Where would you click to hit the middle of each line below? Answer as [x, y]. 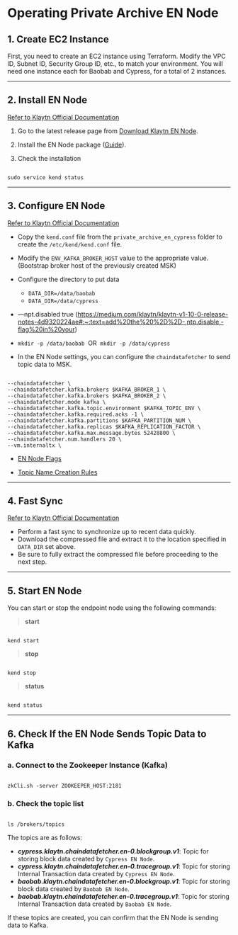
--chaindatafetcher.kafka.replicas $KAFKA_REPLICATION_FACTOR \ [104, 426]
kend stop [22, 673]
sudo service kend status [45, 177]
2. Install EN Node [47, 100]
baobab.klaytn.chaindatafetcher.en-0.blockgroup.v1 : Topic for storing [124, 882]
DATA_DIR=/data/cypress [63, 301]
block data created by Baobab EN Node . [73, 889]
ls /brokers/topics [36, 824]
